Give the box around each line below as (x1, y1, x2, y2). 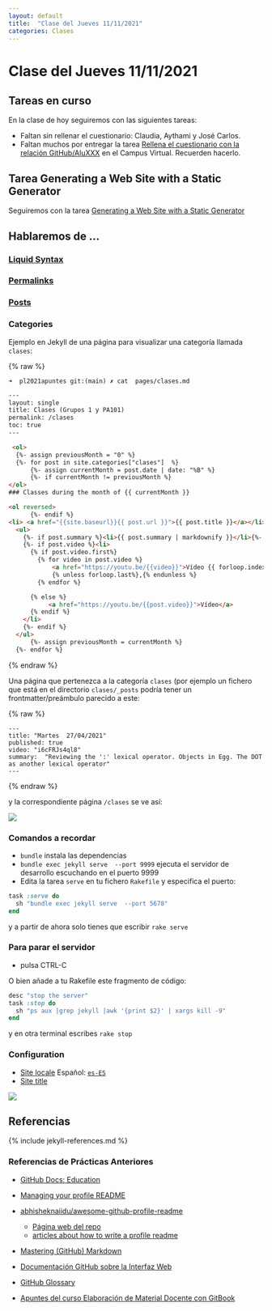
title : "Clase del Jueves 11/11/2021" (8, 19, 143, 28)
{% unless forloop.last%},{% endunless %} (51, 571, 198, 579)
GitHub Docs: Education (19, 1174, 101, 1184)
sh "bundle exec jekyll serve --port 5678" (15, 899, 168, 907)
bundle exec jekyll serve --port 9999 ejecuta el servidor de (19, 859, 229, 868)
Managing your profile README (19, 1190, 126, 1200)
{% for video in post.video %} (37, 556, 143, 564)
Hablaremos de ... (8, 229, 100, 243)
